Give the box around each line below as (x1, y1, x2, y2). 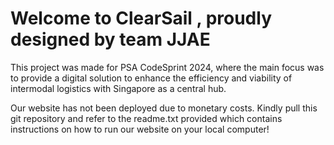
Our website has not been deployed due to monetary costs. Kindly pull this (10, 102, 318, 114)
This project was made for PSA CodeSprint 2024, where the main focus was (10, 61, 325, 73)
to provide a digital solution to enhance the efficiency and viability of (10, 72, 293, 84)
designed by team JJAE (10, 28, 211, 51)
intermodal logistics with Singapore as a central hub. (10, 82, 227, 94)
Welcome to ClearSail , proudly (10, 7, 273, 30)
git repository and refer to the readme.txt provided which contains (10, 112, 283, 124)
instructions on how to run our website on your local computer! (10, 123, 270, 135)
